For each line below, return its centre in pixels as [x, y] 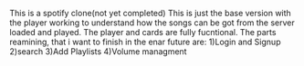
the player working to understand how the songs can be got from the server [152, 23]
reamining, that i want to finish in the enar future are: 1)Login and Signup [145, 42]
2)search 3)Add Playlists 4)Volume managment [98, 52]
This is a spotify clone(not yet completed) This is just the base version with [151, 13]
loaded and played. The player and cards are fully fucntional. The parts [143, 32]
